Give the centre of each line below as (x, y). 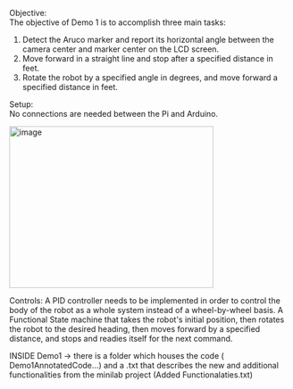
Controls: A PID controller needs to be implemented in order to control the (145, 301)
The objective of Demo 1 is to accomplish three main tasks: (117, 22)
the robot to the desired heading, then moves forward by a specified (135, 329)
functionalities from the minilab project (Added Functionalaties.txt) (131, 375)
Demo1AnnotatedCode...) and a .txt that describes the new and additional (144, 365)
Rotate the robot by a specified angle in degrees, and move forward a (150, 78)
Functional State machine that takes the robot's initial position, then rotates (147, 319)
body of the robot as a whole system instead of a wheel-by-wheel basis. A (146, 310)
